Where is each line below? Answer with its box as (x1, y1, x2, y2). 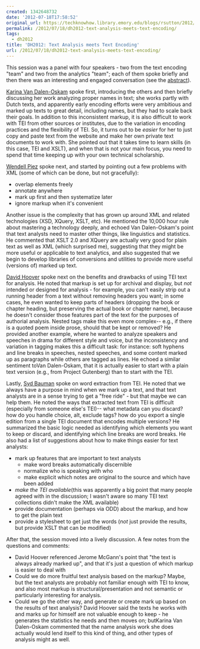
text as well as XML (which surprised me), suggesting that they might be (6, 242, 184, 250)
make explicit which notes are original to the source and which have (23, 473, 190, 480)
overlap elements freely (14, 180, 73, 188)
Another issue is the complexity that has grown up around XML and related (6, 211, 190, 218)
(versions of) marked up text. (6, 261, 77, 269)
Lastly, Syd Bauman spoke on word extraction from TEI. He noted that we (6, 379, 186, 387)
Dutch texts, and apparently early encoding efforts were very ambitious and (6, 101, 192, 108)
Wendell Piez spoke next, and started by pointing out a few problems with (6, 163, 187, 170)
